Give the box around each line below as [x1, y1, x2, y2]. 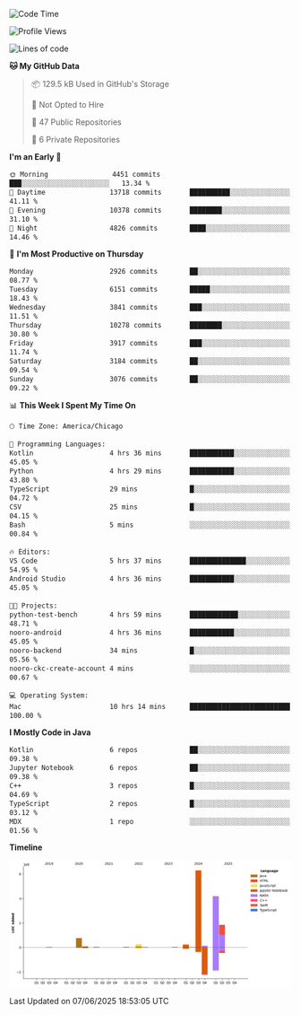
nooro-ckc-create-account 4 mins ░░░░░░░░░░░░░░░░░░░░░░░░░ [9, 664, 291, 673]
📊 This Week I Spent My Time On [9, 400, 136, 410]
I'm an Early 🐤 [9, 152, 62, 162]
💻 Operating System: [9, 691, 90, 700]
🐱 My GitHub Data [9, 61, 81, 71]
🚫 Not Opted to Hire [30, 100, 105, 109]
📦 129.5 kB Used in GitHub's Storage [30, 79, 170, 89]
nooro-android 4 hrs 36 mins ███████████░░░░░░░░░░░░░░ [9, 628, 291, 637]
